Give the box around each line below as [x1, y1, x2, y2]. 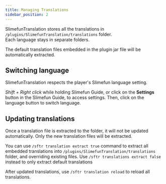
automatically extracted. [5, 51, 55, 58]
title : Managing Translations [5, 7, 69, 13]
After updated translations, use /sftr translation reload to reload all [5, 169, 150, 175]
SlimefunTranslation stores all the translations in [5, 26, 105, 32]
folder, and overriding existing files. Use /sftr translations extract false [5, 154, 161, 160]
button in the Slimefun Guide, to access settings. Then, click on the [5, 95, 144, 101]
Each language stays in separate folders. [5, 36, 90, 43]
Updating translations [5, 114, 75, 123]
